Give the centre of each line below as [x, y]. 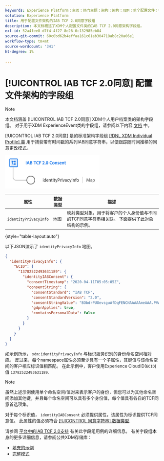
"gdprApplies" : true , [53, 308]
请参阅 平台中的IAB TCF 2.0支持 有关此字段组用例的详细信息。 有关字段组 [79, 431]
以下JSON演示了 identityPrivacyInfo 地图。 [50, 246]
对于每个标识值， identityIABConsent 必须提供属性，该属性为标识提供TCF [79, 415]
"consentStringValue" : [54, 303]
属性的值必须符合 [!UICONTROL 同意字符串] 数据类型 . [77, 421]
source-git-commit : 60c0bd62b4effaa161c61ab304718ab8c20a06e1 [70, 36]
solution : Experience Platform [37, 15]
